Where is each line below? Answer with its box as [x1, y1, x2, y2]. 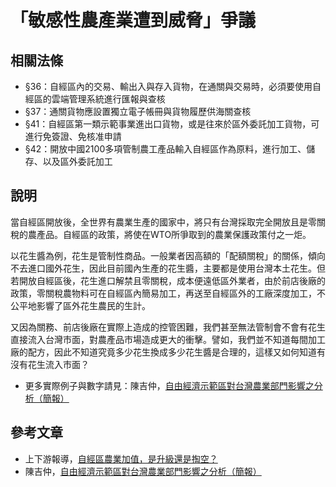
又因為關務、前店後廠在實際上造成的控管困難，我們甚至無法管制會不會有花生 [10, 321, 326, 333]
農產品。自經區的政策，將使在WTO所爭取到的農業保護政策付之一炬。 [27, 228, 312, 240]
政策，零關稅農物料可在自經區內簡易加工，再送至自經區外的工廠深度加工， [10, 287, 317, 299]
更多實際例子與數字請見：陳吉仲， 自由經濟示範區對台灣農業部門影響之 [24, 379, 315, 391]
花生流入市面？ [27, 358, 90, 370]
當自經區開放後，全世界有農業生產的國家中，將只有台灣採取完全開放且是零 [10, 216, 317, 228]
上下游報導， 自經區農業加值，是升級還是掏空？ [24, 452, 218, 465]
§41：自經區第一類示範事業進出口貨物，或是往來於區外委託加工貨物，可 [24, 118, 320, 130]
